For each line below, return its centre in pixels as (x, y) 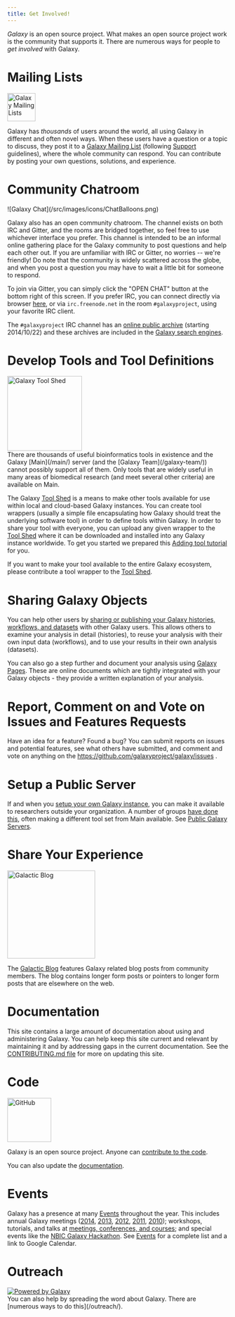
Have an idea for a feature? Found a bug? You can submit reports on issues (116, 741)
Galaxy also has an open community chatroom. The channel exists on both (115, 222)
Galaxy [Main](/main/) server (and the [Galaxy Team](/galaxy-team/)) (107, 462)
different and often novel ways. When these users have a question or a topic (117, 139)
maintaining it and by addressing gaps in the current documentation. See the (118, 1047)
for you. (19, 550)
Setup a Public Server (72, 784)
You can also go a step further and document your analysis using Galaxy (112, 663)
